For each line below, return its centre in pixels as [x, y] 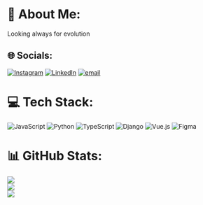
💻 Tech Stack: [50, 102]
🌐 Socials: [30, 56]
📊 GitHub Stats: [55, 156]
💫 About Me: [44, 14]
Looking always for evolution [49, 34]
